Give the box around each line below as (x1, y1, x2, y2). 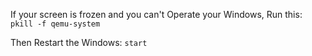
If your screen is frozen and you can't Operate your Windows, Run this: (10, 9, 303, 20)
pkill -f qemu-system (10, 19, 101, 29)
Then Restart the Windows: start (10, 37, 148, 48)
